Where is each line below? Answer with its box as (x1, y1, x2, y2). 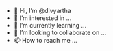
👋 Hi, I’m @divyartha (13, 7, 72, 14)
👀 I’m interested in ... (13, 14, 72, 22)
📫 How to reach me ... (13, 37, 77, 44)
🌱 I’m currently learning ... (13, 21, 87, 29)
